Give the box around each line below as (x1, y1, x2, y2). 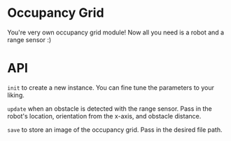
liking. (7, 90, 24, 99)
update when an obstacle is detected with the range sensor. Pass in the (7, 104, 212, 113)
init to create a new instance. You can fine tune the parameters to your (7, 83, 215, 92)
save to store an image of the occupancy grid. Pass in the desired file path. (7, 125, 223, 134)
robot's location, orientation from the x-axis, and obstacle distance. (7, 112, 202, 120)
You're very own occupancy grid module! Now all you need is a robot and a (7, 28, 225, 36)
